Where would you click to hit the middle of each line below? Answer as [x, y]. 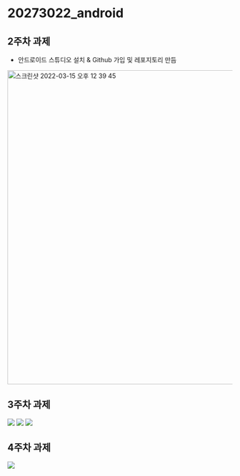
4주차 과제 [29, 448]
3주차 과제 [29, 405]
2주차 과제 [29, 41]
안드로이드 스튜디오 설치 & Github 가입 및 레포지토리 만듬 [97, 60]
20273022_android [65, 13]
